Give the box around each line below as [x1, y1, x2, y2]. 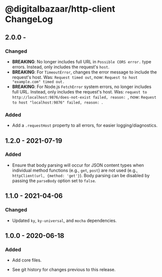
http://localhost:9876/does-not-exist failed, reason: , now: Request [12, 94, 157, 100]
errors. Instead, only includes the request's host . [12, 64, 109, 70]
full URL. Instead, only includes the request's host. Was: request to [12, 89, 147, 94]
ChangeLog [5, 14, 53, 25]
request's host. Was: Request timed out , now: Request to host [12, 74, 138, 80]
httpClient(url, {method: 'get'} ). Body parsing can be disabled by [12, 172, 150, 178]
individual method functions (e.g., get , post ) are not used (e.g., [12, 167, 138, 173]
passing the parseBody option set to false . [12, 178, 96, 184]
